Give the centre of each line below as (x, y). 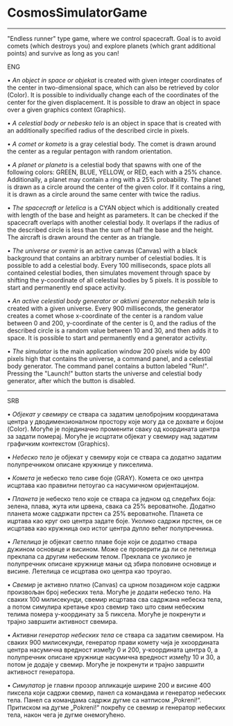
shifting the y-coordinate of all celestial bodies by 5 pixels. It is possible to (113, 280)
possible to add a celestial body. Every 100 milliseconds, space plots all (109, 265)
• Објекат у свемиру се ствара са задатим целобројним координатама (113, 414)
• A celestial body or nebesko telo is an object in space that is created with (114, 123)
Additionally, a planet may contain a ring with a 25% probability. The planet (114, 179)
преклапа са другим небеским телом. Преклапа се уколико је (100, 556)
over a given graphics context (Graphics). (67, 110)
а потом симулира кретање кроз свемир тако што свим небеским (106, 607)
